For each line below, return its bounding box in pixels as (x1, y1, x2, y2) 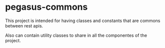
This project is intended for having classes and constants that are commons (5, 18, 161, 24)
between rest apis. (5, 23, 43, 28)
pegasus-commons (5, 1, 88, 13)
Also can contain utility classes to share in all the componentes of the (5, 32, 148, 38)
